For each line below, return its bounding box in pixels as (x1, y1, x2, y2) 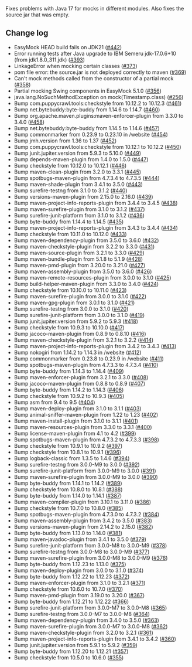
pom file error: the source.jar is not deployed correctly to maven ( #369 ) (13, 69, 187, 76)
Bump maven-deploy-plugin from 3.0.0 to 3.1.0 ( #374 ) (13, 567, 144, 574)
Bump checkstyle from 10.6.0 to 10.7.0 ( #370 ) (13, 586, 124, 593)
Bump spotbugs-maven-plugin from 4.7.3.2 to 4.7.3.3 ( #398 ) (13, 436, 159, 443)
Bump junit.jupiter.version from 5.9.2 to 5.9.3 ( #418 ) (13, 318, 138, 325)
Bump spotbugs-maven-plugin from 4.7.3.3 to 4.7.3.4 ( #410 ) (13, 361, 159, 368)
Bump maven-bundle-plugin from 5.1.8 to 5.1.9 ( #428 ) (13, 255, 143, 263)
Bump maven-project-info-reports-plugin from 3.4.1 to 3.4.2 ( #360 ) (13, 635, 176, 642)
